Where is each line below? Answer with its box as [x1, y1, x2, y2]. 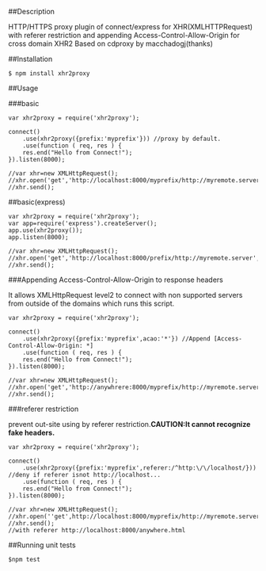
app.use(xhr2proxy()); [8, 226, 83, 234]
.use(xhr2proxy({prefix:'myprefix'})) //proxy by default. [22, 135, 222, 143]
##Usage [8, 83, 39, 93]
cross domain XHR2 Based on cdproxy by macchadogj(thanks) [8, 39, 214, 48]
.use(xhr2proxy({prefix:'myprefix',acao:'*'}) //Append [22, 335, 211, 343]
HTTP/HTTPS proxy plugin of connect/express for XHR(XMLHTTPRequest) [8, 22, 253, 31]
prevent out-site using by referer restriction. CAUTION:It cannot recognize [8, 420, 251, 428]
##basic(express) [8, 197, 66, 207]
